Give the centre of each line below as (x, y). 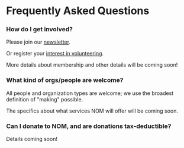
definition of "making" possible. (45, 99)
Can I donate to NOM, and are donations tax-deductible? (89, 126)
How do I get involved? (39, 29)
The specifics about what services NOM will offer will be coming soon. (92, 111)
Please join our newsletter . (38, 42)
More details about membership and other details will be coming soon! (92, 65)
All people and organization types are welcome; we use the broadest (90, 93)
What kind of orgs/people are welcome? (65, 80)
